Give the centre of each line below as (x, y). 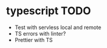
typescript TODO (49, 11)
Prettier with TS (34, 40)
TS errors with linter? (40, 33)
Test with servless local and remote (58, 27)
